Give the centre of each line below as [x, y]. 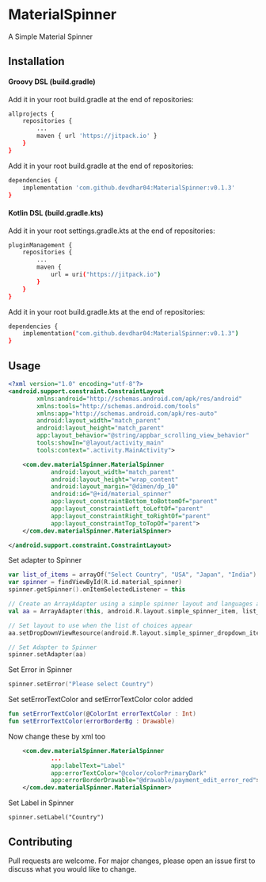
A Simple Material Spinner [51, 36]
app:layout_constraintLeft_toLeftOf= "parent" [127, 509]
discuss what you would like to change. [72, 869]
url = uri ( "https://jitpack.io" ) [105, 275]
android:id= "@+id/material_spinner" [111, 494]
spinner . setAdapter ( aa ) [47, 655]
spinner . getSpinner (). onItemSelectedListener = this [97, 590]
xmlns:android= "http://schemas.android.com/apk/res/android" [140, 399]
